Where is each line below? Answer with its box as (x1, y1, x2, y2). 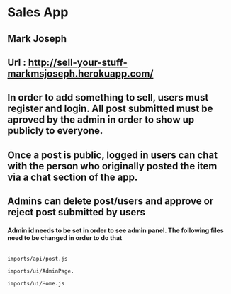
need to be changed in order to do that (7, 233, 123, 242)
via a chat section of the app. (7, 171, 138, 183)
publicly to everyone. (7, 125, 103, 137)
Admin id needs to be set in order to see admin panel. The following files (7, 226, 225, 234)
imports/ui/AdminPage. (7, 268, 74, 275)
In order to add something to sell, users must (7, 91, 209, 103)
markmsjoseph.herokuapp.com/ (7, 67, 154, 79)
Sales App (7, 4, 69, 21)
